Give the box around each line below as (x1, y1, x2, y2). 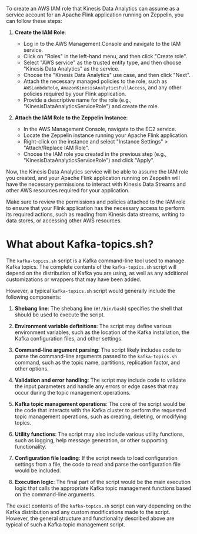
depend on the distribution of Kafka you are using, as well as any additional (6, 269, 188, 276)
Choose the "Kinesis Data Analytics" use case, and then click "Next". (23, 72, 191, 78)
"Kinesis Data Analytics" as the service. (23, 65, 119, 72)
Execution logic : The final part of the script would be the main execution (14, 478, 191, 485)
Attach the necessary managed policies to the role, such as (23, 78, 168, 85)
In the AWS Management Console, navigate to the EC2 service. (23, 126, 176, 132)
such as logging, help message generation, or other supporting (14, 436, 168, 443)
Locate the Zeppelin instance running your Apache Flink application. (23, 132, 189, 139)
